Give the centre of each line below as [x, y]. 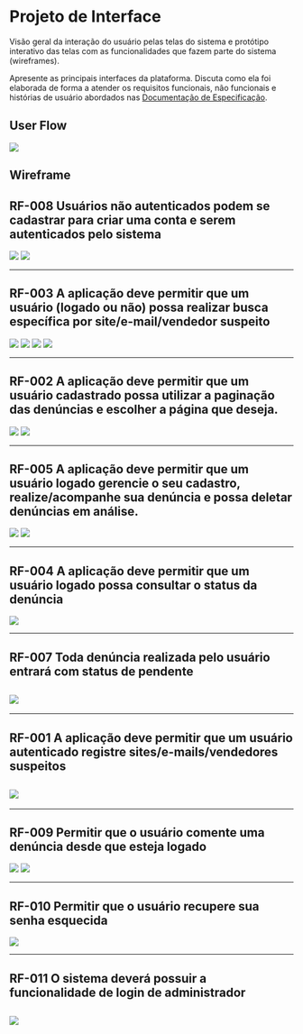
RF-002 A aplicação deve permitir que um [129, 382]
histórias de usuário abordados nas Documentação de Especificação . [138, 97]
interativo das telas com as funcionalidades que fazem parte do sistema [143, 50]
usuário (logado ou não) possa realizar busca [139, 308]
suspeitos [38, 766]
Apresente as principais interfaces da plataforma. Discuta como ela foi [140, 78]
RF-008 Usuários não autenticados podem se [140, 206]
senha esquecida [59, 920]
